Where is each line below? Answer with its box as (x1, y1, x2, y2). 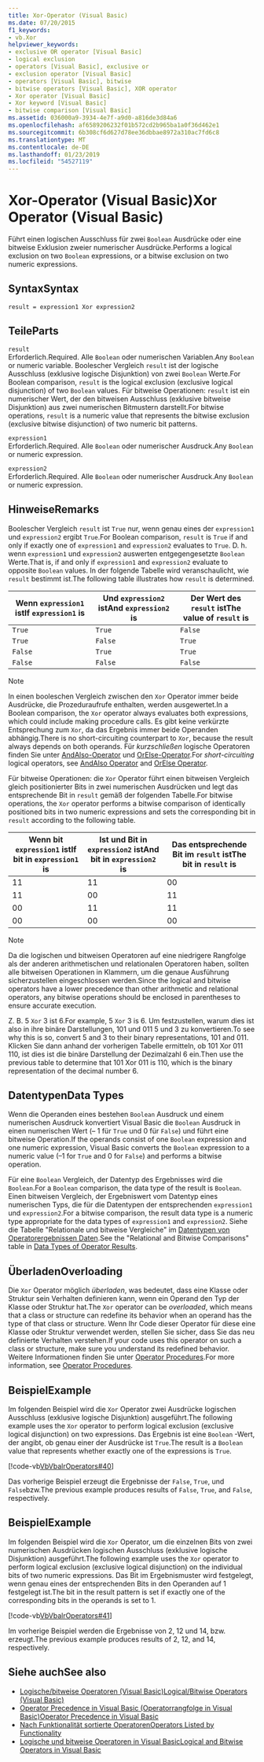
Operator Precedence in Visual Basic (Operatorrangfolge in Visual (19, 1703, 233, 1712)
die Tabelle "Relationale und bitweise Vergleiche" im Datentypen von (8, 1225, 230, 1235)
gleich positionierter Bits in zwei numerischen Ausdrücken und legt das (8, 782, 238, 791)
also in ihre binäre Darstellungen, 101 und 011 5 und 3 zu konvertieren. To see (8, 1024, 255, 1034)
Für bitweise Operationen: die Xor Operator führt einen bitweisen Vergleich (8, 773, 250, 783)
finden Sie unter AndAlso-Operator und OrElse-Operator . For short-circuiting (8, 750, 255, 759)
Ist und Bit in (99, 834, 148, 845)
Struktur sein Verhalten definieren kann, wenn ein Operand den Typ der (8, 1294, 240, 1303)
